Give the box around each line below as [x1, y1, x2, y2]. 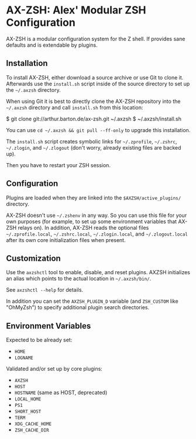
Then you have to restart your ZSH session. [6, 161, 111, 168]
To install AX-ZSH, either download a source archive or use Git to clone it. [6, 74, 184, 81]
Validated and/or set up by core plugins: [6, 365, 102, 372]
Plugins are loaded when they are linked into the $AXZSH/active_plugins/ [6, 194, 181, 201]
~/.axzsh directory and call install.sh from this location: [6, 103, 143, 111]
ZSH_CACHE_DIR [14, 427, 49, 433]
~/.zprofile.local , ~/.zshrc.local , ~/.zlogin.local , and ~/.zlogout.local [6, 230, 188, 237]
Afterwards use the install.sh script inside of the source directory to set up [6, 80, 190, 87]
